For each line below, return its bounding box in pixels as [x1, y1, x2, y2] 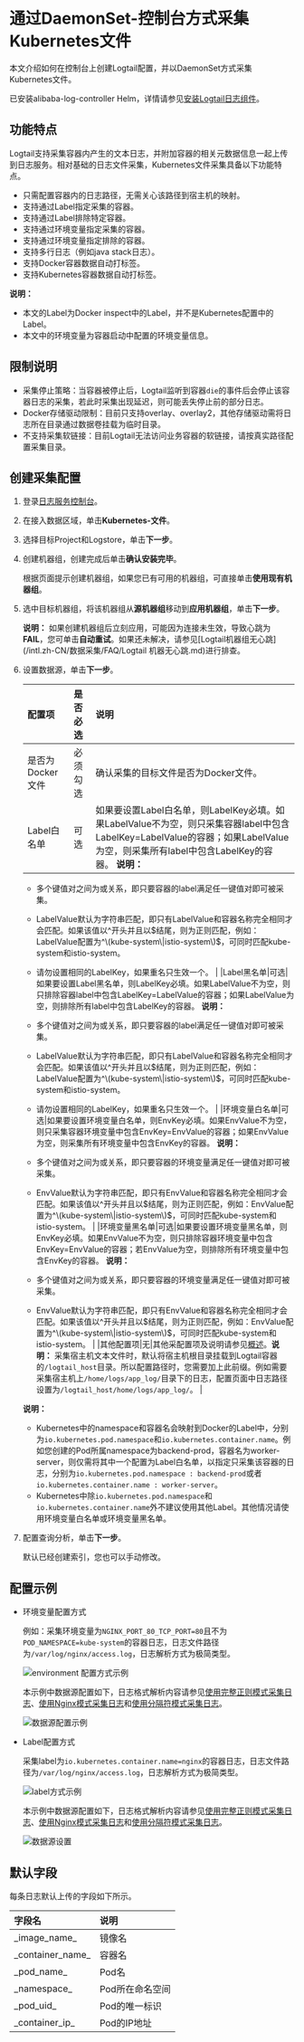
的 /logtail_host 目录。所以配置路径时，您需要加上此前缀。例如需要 [35, 1362, 288, 1372]
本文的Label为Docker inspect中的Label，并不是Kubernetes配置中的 [22, 307, 274, 318]
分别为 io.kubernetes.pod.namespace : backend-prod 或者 [52, 1467, 262, 1479]
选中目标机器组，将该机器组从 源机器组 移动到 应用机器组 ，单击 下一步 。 [22, 603, 285, 614]
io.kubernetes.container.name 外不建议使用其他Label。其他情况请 [35, 1502, 281, 1513]
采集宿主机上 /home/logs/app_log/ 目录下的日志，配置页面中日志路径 [35, 1372, 288, 1384]
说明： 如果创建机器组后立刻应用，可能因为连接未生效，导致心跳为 [22, 622, 271, 633]
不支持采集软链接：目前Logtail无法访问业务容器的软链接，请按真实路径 [22, 430, 286, 441]
